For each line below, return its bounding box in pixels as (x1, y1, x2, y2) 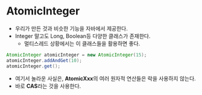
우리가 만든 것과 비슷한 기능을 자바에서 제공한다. (14, 25, 128, 32)
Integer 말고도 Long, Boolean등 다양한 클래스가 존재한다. (14, 32, 151, 40)
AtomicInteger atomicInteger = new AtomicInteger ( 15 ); (6, 52, 147, 58)
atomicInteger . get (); (6, 63, 61, 69)
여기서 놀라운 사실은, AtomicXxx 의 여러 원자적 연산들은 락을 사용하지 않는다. (14, 75, 196, 82)
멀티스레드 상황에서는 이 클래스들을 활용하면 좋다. (24, 40, 140, 47)
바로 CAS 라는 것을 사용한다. (14, 82, 81, 90)
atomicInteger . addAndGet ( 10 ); (6, 57, 83, 64)
